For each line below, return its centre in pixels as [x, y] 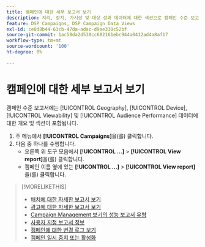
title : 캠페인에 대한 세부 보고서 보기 [49, 12]
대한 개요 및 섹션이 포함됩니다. [42, 123]
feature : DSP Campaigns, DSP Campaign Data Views [71, 23]
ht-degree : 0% [24, 52]
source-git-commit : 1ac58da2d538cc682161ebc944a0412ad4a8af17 [87, 35]
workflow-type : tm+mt [34, 40]
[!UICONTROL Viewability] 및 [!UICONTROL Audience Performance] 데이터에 [102, 115]
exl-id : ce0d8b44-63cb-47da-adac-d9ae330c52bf [67, 29]
